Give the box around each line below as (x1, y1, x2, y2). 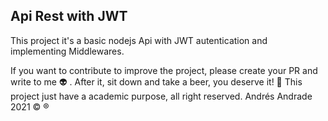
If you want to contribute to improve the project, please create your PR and (10, 64, 318, 76)
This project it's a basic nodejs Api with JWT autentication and (10, 34, 268, 46)
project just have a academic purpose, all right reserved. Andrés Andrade (10, 90, 313, 102)
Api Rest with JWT (10, 8, 128, 25)
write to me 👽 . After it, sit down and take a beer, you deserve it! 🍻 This (10, 75, 303, 88)
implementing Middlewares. (10, 45, 125, 57)
